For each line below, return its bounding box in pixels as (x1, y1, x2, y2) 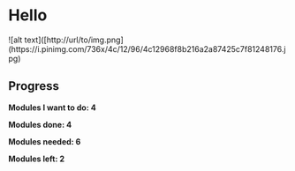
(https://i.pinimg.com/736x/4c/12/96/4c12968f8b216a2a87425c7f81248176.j (8, 43, 286, 54)
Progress (8, 78, 59, 93)
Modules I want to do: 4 (8, 102, 96, 113)
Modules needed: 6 (8, 136, 81, 146)
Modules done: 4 (8, 119, 72, 130)
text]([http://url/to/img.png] (24, 34, 125, 45)
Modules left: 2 (8, 153, 65, 164)
